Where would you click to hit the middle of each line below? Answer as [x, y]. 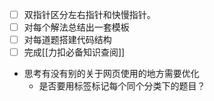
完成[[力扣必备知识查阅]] [74, 52]
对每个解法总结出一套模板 [76, 27]
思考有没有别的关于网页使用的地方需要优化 [111, 74]
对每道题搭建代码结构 [67, 40]
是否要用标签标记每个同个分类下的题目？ [122, 86]
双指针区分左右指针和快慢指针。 [89, 14]
